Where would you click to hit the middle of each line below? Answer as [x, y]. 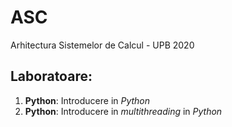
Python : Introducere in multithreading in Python [123, 111]
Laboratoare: [51, 76]
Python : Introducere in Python [87, 100]
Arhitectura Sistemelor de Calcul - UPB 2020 [102, 45]
